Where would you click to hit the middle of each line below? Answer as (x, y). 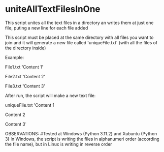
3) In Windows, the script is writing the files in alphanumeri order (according (82, 139)
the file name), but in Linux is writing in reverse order (59, 144)
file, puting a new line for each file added (47, 28)
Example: (15, 57)
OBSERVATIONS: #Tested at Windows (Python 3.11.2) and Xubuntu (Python (81, 133)
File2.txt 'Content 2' (25, 76)
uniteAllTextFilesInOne (53, 9)
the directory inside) (26, 48)
